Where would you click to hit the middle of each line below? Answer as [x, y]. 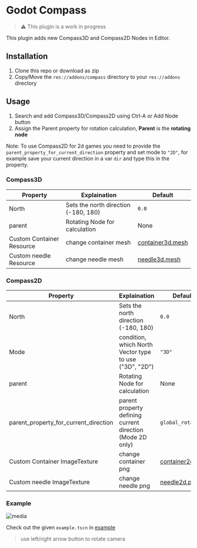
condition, [133, 338]
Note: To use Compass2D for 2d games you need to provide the [83, 146]
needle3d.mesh [159, 259]
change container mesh [98, 242]
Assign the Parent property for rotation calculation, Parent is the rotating [103, 128]
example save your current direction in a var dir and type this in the [88, 158]
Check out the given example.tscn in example [61, 527]
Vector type [135, 352]
